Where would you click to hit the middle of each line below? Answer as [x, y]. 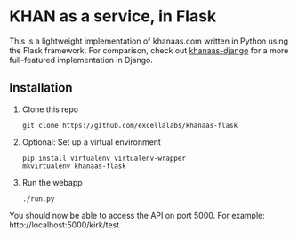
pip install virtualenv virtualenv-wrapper [104, 158]
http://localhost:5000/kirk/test [64, 225]
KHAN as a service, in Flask [113, 16]
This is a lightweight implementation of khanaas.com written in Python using [149, 41]
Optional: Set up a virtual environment [92, 142]
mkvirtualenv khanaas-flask [74, 166]
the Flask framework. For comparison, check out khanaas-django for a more [149, 50]
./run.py [38, 199]
